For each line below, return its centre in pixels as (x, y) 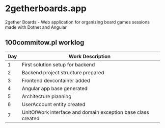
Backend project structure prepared (63, 72)
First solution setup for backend (58, 64)
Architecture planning (47, 96)
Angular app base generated (55, 88)
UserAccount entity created (54, 104)
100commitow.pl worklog (45, 43)
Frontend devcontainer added (56, 80)
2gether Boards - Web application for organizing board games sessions (77, 22)
